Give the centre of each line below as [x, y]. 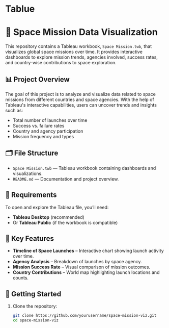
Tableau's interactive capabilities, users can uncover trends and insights [81, 105]
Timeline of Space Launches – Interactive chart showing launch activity [88, 251]
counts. [21, 278]
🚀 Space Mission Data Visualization [81, 32]
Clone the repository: [35, 306]
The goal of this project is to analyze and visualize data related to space [81, 94]
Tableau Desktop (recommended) [49, 217]
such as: [14, 110]
